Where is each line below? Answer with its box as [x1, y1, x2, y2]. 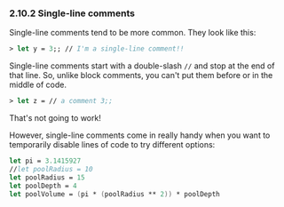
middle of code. [9, 79, 67, 91]
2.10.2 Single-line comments [9, 7, 136, 20]
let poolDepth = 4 [9, 181, 77, 190]
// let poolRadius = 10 [9, 164, 93, 173]
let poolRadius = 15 [9, 172, 86, 182]
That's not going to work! [9, 113, 102, 123]
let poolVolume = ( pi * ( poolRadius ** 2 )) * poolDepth [9, 189, 220, 198]
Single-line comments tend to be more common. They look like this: [9, 28, 256, 38]
